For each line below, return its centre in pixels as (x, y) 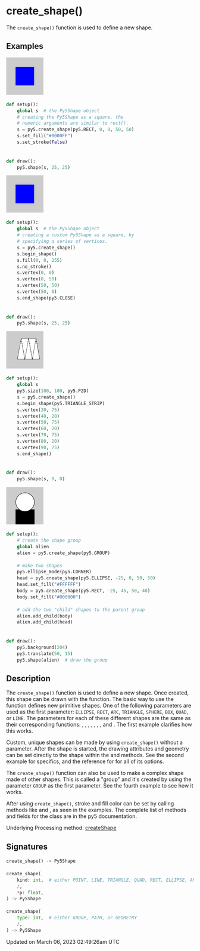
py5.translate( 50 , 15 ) (45, 654)
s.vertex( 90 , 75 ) (38, 447)
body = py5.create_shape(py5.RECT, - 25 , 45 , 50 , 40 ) (84, 591)
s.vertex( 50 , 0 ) (37, 292)
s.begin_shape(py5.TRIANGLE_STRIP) (61, 403)
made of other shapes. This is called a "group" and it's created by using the (99, 779)
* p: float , (30, 893)
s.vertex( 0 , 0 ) (36, 273)
